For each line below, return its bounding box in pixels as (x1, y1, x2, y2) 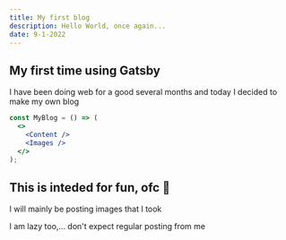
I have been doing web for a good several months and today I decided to (9, 87, 278, 98)
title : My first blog (9, 13, 91, 22)
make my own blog (9, 96, 80, 107)
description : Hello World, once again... (9, 21, 167, 30)
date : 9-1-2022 (9, 30, 66, 39)
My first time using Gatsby (9, 63, 161, 78)
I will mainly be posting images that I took (9, 203, 162, 215)
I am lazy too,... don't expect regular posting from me (9, 221, 206, 232)
